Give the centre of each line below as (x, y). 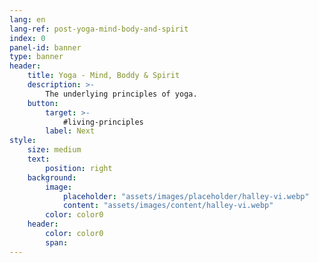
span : (57, 242)
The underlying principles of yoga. (121, 94)
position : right (79, 168)
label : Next (70, 131)
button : (43, 103)
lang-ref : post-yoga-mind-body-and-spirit (99, 29)
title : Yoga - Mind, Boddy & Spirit (104, 76)
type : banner (36, 57)
